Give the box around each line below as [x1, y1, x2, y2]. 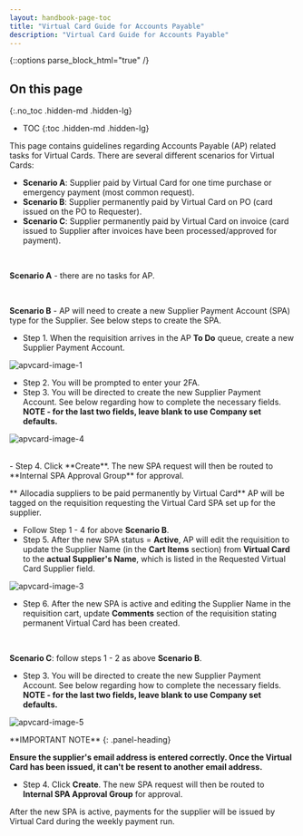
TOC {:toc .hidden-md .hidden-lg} [22, 123, 150, 134]
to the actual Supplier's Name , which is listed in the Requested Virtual [22, 554, 286, 565]
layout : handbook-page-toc [9, 13, 112, 23]
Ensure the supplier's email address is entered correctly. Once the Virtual [9, 752, 292, 763]
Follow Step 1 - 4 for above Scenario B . [22, 525, 170, 536]
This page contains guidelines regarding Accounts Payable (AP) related [9, 141, 277, 151]
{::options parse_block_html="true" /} [9, 55, 150, 66]
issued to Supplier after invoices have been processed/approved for [22, 226, 278, 237]
